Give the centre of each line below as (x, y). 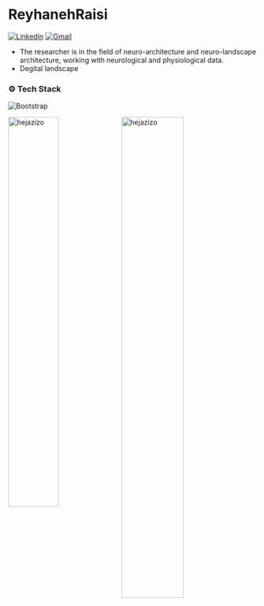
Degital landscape (49, 68)
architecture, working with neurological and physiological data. (122, 60)
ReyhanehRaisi (58, 15)
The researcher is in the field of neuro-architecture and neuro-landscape (138, 51)
